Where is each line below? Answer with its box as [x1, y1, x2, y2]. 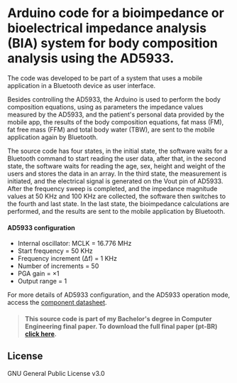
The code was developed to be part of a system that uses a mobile [7, 73, 203, 82]
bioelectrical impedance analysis [7, 20, 207, 36]
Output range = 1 [17, 277, 67, 286]
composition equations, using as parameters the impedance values [7, 102, 204, 111]
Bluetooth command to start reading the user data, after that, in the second [7, 154, 227, 163]
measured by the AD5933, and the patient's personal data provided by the [7, 110, 225, 119]
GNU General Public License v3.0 [7, 369, 105, 377]
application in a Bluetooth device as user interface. [7, 81, 156, 90]
